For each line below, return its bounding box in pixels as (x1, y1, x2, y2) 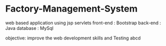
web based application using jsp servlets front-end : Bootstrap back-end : (5, 20, 161, 26)
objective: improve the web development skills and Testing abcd (5, 35, 141, 41)
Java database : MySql (5, 25, 54, 31)
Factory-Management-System (5, 3, 138, 15)
